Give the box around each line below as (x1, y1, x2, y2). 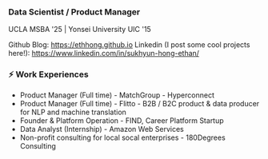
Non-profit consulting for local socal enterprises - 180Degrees (19, 133, 226, 142)
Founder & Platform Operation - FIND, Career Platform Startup (19, 115, 224, 125)
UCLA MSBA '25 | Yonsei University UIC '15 (8, 25, 152, 34)
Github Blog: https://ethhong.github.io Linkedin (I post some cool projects (8, 40, 250, 50)
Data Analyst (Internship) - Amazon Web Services (19, 124, 184, 133)
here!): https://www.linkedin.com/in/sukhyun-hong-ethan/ (8, 49, 200, 58)
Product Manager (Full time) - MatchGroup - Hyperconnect (19, 90, 214, 100)
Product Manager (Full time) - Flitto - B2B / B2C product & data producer (19, 98, 260, 108)
